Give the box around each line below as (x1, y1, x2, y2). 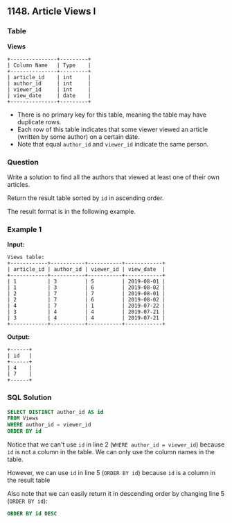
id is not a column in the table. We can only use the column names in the (7, 448, 215, 456)
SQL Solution (7, 392, 52, 402)
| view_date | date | (7, 92, 91, 99)
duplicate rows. (17, 117, 62, 126)
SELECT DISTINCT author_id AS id (7, 408, 104, 415)
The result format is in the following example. (7, 207, 136, 215)
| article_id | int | (7, 74, 91, 81)
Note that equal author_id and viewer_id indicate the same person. (17, 140, 209, 148)
